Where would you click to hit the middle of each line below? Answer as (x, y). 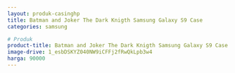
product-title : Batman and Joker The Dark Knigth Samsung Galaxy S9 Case (118, 46)
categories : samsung (38, 26)
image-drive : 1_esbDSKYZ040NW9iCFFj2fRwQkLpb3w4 (80, 52)
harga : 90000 (26, 59)
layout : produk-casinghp (44, 14)
